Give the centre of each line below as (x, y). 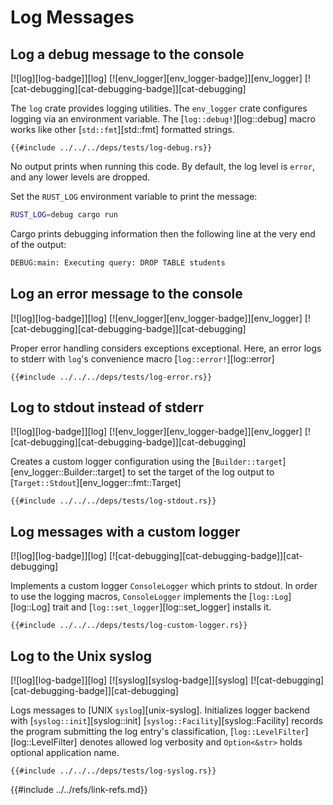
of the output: (38, 244)
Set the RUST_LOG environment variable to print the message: (134, 196)
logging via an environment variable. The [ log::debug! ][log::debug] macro (163, 119)
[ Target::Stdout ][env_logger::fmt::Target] (96, 483)
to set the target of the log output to (201, 472)
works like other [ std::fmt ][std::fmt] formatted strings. (122, 129)
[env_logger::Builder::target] (68, 472)
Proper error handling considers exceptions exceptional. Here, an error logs (166, 348)
